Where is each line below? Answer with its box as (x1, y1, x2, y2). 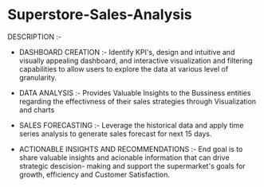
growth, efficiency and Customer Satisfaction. (18, 169, 171, 179)
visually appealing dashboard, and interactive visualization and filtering (18, 56, 253, 65)
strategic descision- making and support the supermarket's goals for (18, 161, 246, 170)
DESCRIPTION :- (7, 32, 61, 41)
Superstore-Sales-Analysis (7, 6, 192, 24)
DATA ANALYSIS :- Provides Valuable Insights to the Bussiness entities (18, 88, 251, 97)
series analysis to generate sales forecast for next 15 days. (18, 129, 212, 138)
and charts (18, 105, 55, 115)
